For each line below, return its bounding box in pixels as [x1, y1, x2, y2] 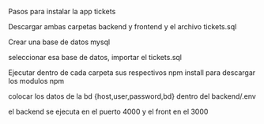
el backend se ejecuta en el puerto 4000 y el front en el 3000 [8, 107, 209, 116]
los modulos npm [8, 77, 65, 85]
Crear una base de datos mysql [8, 37, 111, 47]
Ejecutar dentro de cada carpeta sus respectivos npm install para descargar [8, 68, 256, 77]
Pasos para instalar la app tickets [8, 7, 116, 16]
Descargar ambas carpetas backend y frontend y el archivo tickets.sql [8, 22, 237, 31]
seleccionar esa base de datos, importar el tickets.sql [8, 53, 182, 62]
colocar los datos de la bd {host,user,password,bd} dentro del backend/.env [8, 92, 257, 101]
